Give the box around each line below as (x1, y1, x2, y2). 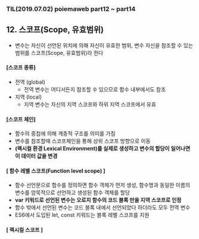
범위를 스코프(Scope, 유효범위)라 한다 (14, 49, 103, 56)
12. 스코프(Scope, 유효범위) (6, 24, 104, 35)
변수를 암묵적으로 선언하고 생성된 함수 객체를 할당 (14, 189, 130, 196)
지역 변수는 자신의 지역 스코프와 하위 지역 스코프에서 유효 (23, 100, 157, 108)
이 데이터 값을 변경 (14, 152, 58, 160)
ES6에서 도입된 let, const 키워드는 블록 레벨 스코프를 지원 (14, 212, 149, 219)
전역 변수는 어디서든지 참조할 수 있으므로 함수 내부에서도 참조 (23, 85, 166, 93)
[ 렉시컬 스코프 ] (6, 226, 43, 233)
